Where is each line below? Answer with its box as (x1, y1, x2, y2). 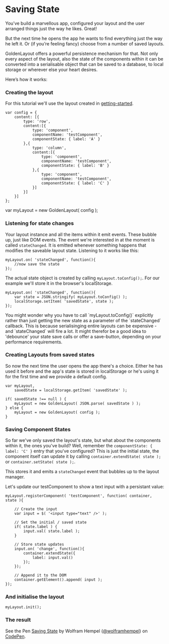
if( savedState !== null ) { (5, 396, 67, 401)
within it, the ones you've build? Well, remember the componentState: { (5, 443, 153, 449)
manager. (5, 474, 25, 480)
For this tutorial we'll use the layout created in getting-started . (5, 100, 134, 106)
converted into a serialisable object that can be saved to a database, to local (5, 61, 164, 67)
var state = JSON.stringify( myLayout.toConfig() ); (14, 294, 128, 300)
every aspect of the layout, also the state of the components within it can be (5, 55, 163, 62)
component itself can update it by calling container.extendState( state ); (5, 453, 161, 459)
